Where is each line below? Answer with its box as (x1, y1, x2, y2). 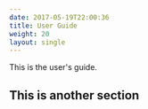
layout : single (9, 37, 66, 47)
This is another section (9, 88, 140, 103)
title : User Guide (9, 21, 78, 30)
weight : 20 (9, 29, 50, 38)
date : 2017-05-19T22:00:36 (9, 12, 110, 22)
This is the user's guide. (9, 62, 98, 73)
